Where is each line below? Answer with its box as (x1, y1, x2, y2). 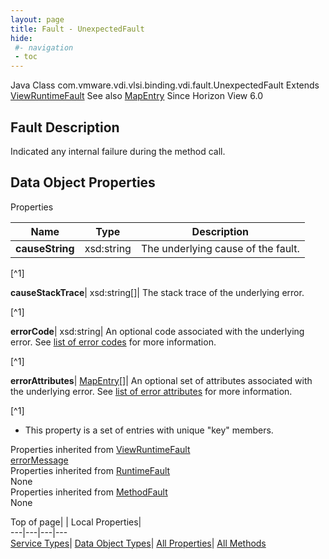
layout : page (10, 14, 65, 25)
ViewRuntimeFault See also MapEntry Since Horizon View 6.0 (10, 90, 263, 102)
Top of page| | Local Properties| (10, 516, 142, 528)
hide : (10, 33, 33, 43)
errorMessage (10, 454, 69, 466)
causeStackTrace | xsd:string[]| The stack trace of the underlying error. (10, 286, 305, 298)
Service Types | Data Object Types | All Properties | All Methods (10, 537, 267, 549)
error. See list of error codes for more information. (10, 336, 217, 348)
